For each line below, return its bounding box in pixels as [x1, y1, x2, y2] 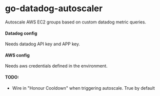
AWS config [5, 52, 30, 58]
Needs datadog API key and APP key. [5, 41, 80, 47]
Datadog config [5, 30, 38, 36]
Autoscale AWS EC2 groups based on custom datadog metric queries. [5, 19, 146, 25]
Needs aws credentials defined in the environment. [5, 63, 108, 69]
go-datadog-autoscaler [5, 3, 103, 14]
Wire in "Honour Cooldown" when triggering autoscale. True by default [12, 85, 155, 91]
